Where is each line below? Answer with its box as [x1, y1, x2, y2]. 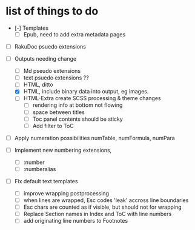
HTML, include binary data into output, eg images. [23, 88, 149, 95]
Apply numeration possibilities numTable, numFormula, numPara [14, 134, 175, 141]
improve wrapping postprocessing [23, 190, 110, 197]
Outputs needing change [14, 55, 77, 63]
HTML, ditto [23, 81, 53, 89]
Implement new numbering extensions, [14, 146, 112, 154]
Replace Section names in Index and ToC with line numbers [23, 211, 172, 218]
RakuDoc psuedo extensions [14, 43, 86, 50]
